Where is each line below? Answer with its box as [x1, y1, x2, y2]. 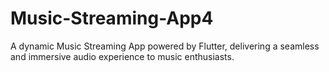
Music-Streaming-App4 [10, 7, 214, 30]
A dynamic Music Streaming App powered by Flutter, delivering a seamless [10, 40, 320, 52]
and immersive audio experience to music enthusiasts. [10, 50, 235, 62]
